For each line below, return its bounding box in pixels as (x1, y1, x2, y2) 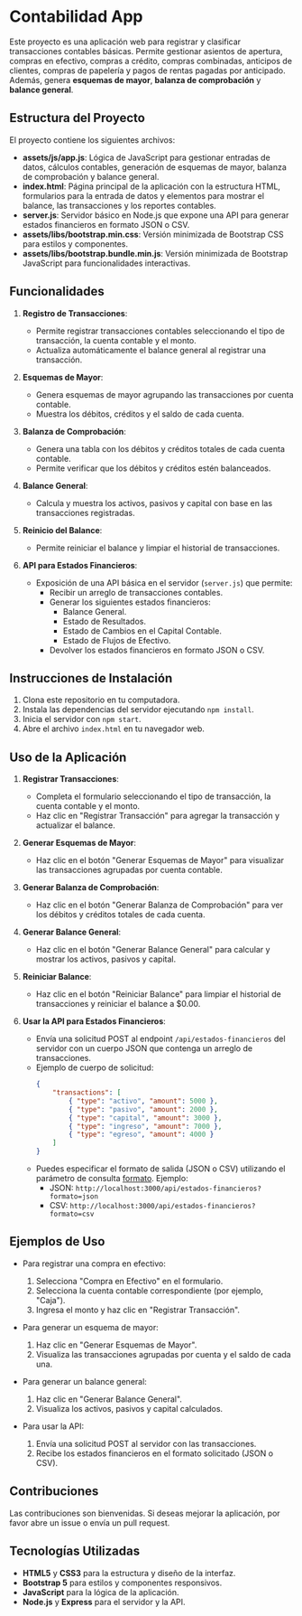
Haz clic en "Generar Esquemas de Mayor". (35, 1339, 197, 1350)
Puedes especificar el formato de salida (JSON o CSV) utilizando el (35, 1163, 286, 1174)
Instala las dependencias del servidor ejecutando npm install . (22, 704, 254, 715)
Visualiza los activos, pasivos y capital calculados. (35, 1403, 224, 1414)
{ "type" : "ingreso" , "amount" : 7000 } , (68, 1122, 223, 1131)
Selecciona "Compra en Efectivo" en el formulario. (35, 1275, 224, 1286)
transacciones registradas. (35, 507, 135, 518)
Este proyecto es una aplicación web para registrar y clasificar (9, 36, 242, 47)
